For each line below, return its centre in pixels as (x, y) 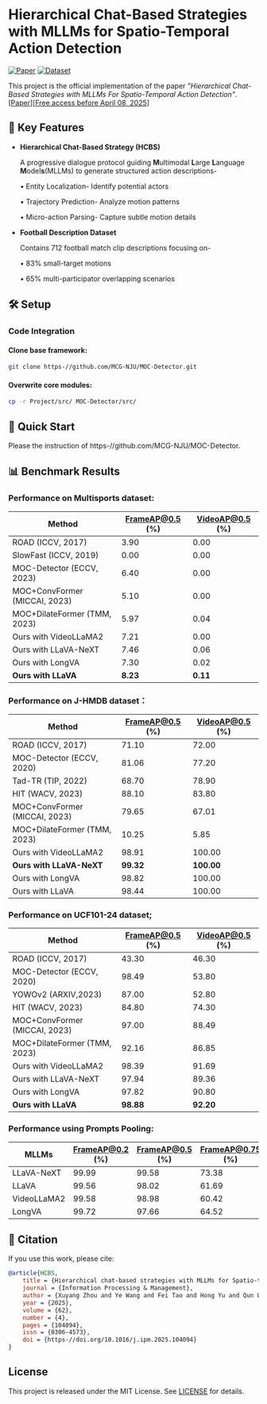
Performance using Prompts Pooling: (81, 1129)
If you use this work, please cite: (61, 1259)
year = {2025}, (48, 1303)
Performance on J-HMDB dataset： (78, 700)
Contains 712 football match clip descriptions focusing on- (115, 247)
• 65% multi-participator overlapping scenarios (97, 278)
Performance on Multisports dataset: (81, 498)
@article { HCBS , (33, 1274)
